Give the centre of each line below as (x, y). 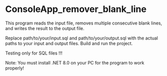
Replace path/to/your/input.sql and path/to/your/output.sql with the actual (82, 38)
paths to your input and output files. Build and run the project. (69, 43)
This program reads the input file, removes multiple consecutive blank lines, (84, 23)
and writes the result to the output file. (45, 28)
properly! (15, 68)
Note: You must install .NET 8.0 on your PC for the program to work (75, 62)
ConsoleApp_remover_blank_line (76, 9)
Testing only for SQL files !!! (34, 53)
